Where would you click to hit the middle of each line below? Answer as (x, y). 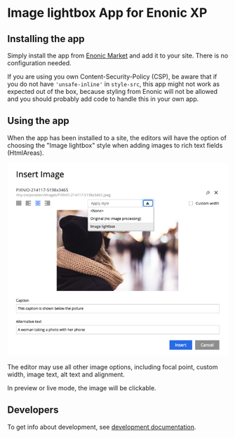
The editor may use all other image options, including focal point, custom (113, 367)
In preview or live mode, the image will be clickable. (82, 388)
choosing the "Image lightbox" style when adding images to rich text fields (115, 145)
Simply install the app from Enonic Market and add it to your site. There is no (118, 55)
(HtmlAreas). (26, 153)
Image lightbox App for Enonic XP (107, 13)
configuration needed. (39, 63)
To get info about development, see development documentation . (102, 427)
